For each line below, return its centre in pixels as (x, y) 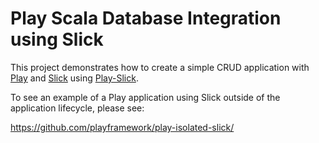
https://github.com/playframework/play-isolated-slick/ (122, 127)
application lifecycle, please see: (77, 108)
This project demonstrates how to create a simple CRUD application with (160, 67)
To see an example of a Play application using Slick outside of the (145, 97)
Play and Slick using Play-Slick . (74, 78)
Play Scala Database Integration (146, 18)
